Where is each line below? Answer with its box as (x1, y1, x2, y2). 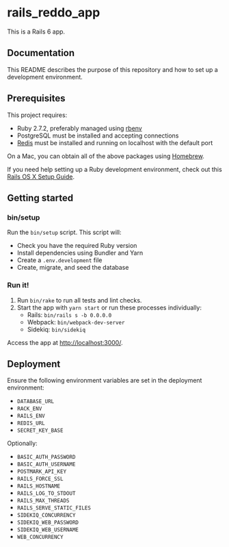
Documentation (7, 47, 75, 59)
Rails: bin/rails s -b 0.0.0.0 (27, 310, 112, 319)
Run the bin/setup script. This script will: (7, 228, 122, 237)
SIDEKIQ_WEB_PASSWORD (16, 519, 79, 526)
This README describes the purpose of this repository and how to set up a (7, 65, 219, 73)
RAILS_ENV (16, 413, 46, 420)
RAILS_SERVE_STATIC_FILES (16, 505, 91, 511)
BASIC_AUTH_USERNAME (16, 461, 76, 468)
